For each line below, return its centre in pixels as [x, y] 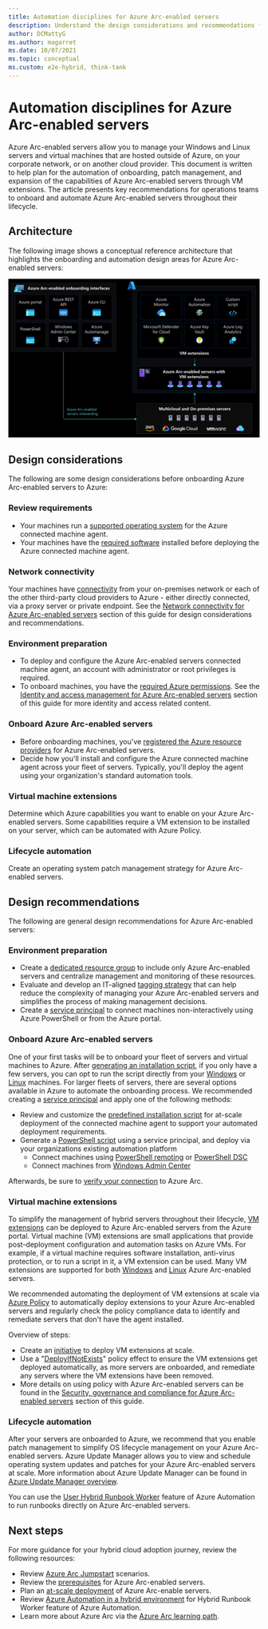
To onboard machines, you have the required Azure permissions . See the [140, 686]
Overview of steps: [39, 1334]
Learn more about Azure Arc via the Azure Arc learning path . [119, 1615]
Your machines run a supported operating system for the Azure [124, 525]
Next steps [36, 1530]
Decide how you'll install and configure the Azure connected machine [134, 758]
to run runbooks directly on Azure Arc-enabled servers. [99, 1505]
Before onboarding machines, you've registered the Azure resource [130, 741]
